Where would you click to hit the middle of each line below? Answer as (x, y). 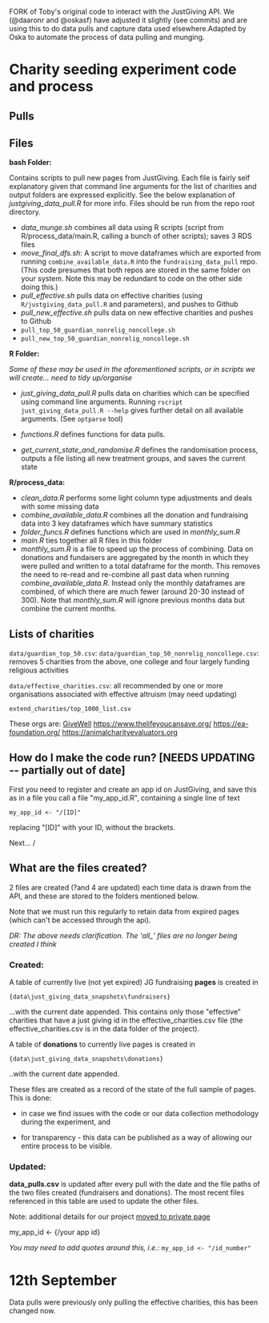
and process (52, 87)
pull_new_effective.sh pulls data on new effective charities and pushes (137, 313)
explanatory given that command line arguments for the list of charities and (133, 187)
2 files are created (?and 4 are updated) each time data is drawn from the (130, 887)
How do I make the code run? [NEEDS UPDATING (132, 758)
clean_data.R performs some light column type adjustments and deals (137, 498)
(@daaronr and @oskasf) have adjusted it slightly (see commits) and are (128, 20)
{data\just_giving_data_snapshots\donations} (86, 1059)
